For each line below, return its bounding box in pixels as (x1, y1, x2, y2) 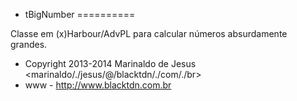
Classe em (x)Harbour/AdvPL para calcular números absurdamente (10, 28, 288, 39)
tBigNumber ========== (24, 9, 136, 20)
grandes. (10, 39, 48, 50)
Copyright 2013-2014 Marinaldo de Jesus (24, 58, 197, 69)
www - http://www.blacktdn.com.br (24, 79, 172, 91)
